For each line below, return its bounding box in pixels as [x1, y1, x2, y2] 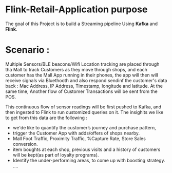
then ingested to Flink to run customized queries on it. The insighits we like [5, 109, 164, 115]
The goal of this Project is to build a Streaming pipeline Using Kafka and [5, 21, 158, 27]
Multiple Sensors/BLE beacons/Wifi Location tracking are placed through [5, 61, 160, 67]
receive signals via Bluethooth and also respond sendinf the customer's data [5, 77, 167, 83]
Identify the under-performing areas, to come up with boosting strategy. [12, 157, 165, 163]
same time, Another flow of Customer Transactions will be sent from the [5, 88, 158, 94]
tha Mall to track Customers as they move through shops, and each [5, 66, 148, 72]
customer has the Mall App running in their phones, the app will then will [5, 72, 158, 78]
